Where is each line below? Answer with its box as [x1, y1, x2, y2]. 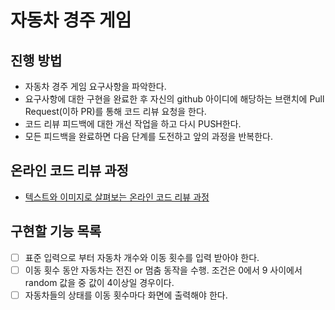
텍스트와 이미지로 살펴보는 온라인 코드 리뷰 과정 [24, 191, 210, 203]
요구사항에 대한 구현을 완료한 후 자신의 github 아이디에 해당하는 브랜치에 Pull [24, 93, 325, 105]
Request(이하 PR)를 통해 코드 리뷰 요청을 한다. [24, 106, 207, 117]
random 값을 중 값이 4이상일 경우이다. [24, 276, 175, 288]
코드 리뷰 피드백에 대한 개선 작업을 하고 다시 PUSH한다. [24, 118, 242, 130]
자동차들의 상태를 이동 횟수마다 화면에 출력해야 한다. [24, 289, 228, 301]
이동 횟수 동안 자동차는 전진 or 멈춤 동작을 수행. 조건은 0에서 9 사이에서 [24, 264, 303, 276]
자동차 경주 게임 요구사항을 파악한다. [24, 81, 167, 92]
